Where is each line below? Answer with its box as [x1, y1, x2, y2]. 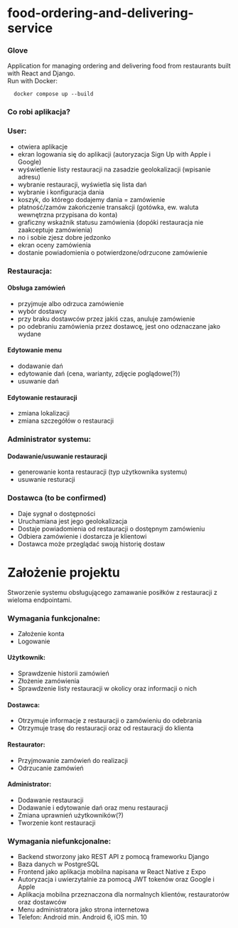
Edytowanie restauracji [7, 393, 77, 401]
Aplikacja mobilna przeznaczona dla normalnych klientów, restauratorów [17, 890, 229, 898]
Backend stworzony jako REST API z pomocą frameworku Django [17, 853, 210, 860]
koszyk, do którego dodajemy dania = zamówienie [17, 195, 166, 204]
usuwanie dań [17, 377, 59, 386]
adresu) [17, 172, 41, 181]
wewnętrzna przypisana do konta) [17, 210, 118, 218]
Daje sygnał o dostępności [17, 509, 96, 517]
